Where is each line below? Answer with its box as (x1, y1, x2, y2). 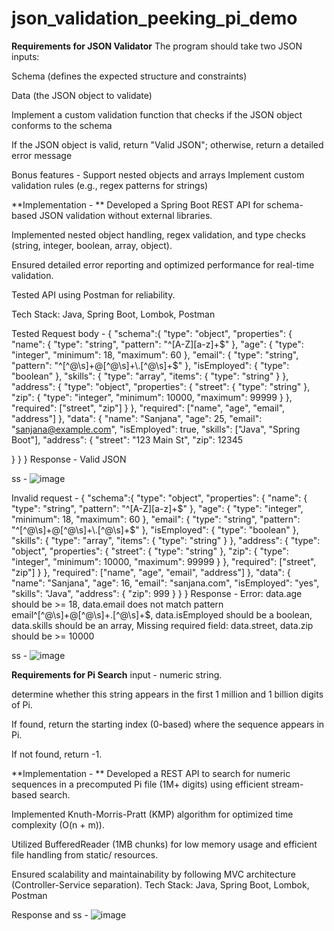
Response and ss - (11, 908, 89, 921)
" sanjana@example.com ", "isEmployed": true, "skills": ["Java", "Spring (11, 423, 301, 435)
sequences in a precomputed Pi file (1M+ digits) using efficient (11, 778, 269, 790)
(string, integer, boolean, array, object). (11, 239, 173, 251)
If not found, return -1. (11, 748, 103, 760)
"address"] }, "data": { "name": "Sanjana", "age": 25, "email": (11, 412, 263, 424)
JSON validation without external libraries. (39, 209, 213, 221)
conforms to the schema (11, 119, 113, 131)
